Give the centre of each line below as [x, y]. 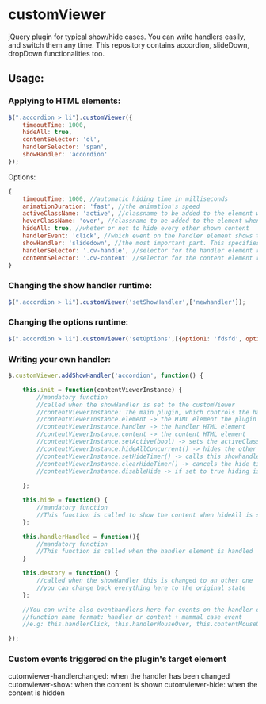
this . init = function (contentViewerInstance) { [102, 390]
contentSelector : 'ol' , [62, 140]
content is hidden [37, 693]
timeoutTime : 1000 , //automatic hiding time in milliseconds [125, 199]
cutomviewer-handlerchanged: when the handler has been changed [119, 676]
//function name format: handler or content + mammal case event [133, 617]
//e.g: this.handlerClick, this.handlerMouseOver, [108, 625]
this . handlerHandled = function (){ [81, 537]
